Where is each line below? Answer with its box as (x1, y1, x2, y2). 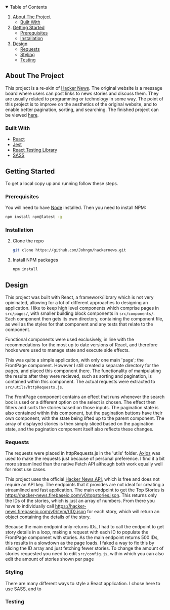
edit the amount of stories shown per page (5, 556, 94, 562)
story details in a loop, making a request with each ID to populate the (5, 529, 149, 535)
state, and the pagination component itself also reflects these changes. (5, 426, 153, 432)
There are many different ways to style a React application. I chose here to (5, 580, 160, 586)
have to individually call (5, 503, 54, 509)
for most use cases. (5, 467, 47, 473)
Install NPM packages (12, 257, 58, 263)
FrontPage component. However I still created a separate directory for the (5, 362, 159, 368)
